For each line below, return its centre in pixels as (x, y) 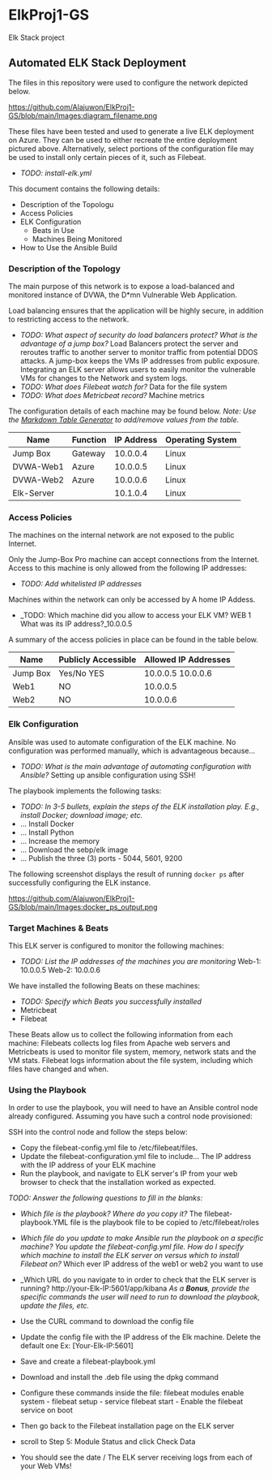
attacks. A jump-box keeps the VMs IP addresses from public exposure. (140, 361)
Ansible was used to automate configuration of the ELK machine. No (122, 742)
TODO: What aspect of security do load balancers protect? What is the (139, 335)
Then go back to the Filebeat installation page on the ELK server (127, 1426)
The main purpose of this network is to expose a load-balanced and (121, 287)
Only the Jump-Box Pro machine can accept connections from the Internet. (134, 560)
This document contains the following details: (84, 188)
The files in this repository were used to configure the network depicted (128, 82)
